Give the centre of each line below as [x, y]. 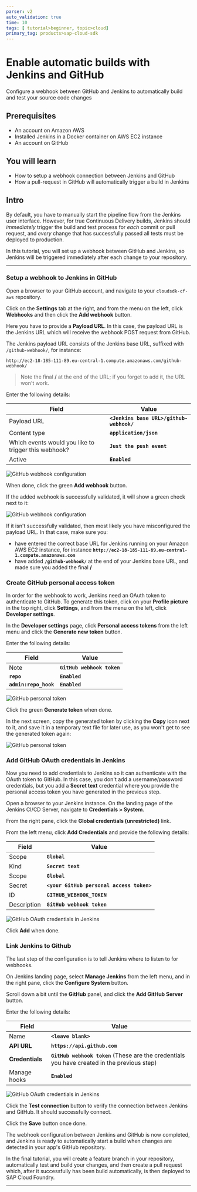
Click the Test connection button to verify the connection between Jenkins [97, 1105]
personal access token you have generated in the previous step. [84, 792]
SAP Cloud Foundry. [30, 1177]
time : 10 [17, 22]
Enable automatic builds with [78, 63]
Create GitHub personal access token [61, 582]
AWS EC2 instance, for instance [53, 549]
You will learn [31, 162]
